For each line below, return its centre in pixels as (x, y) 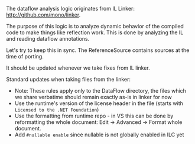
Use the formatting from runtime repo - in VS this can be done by (94, 116)
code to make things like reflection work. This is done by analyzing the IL (95, 32)
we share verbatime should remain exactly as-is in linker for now (93, 97)
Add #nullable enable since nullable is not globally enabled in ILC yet (99, 135)
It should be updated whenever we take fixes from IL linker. (78, 68)
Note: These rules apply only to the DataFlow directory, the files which (100, 91)
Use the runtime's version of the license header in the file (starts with (99, 103)
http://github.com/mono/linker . (43, 15)
